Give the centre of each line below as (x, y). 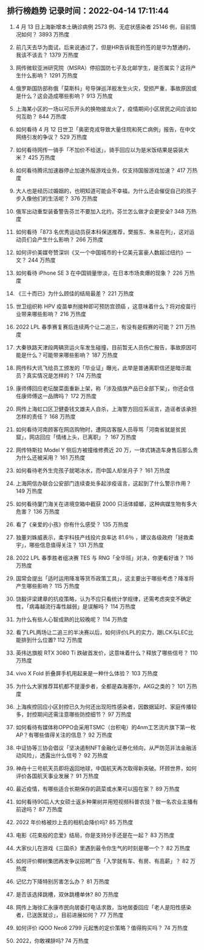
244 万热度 (42, 260)
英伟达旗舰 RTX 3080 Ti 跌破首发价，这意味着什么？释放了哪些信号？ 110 (107, 653)
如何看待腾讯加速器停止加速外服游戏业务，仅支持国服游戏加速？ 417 (100, 170)
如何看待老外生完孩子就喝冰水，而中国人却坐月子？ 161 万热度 (93, 470)
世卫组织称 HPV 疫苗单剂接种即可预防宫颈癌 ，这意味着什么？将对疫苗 (103, 306)
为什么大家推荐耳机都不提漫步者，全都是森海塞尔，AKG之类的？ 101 (100, 686)
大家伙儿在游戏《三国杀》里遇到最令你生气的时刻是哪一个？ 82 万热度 (103, 848)
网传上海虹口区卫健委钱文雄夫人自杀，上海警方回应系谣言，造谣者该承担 (106, 408)
